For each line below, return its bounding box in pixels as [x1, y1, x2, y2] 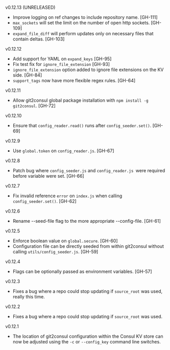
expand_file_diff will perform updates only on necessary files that [12, 31, 154, 36]
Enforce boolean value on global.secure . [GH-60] [12, 238, 118, 244]
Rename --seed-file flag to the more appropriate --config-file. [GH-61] [12, 218, 161, 224]
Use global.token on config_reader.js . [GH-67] [12, 148, 114, 154]
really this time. [12, 294, 45, 299]
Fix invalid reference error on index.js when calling [12, 193, 123, 199]
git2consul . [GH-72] [12, 103, 56, 109]
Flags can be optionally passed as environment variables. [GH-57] [12, 268, 152, 274]
